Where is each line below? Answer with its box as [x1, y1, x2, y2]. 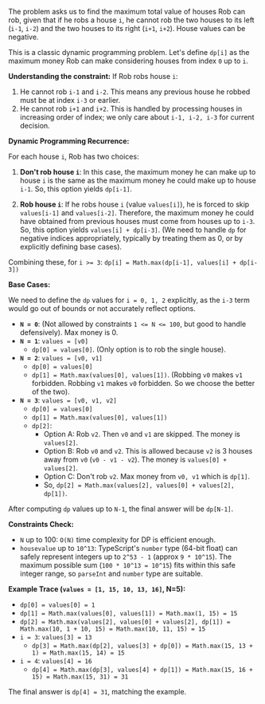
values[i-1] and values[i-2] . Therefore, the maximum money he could [19, 208, 255, 218]
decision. [19, 121, 50, 130]
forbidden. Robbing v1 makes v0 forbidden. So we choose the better [31, 379, 255, 387]
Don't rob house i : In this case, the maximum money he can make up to [19, 167, 256, 176]
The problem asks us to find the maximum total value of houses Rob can [8, 7, 246, 16]
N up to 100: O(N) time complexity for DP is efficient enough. [19, 535, 216, 545]
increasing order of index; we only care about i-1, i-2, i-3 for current [19, 112, 255, 122]
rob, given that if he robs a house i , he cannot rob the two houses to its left [8, 15, 255, 25]
